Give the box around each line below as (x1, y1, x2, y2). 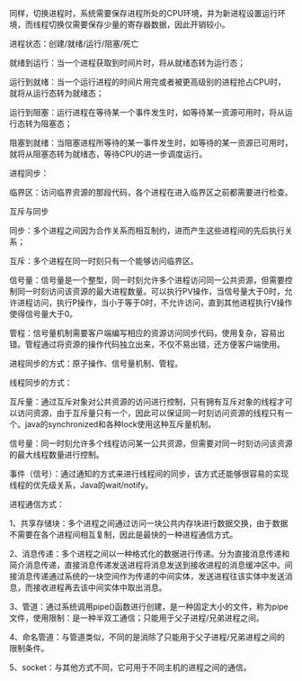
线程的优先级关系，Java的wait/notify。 (9, 480, 154, 490)
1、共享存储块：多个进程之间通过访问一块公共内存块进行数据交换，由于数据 (9, 518, 289, 529)
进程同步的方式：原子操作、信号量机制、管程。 (9, 359, 182, 368)
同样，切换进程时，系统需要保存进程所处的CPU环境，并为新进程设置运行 (9, 8, 279, 18)
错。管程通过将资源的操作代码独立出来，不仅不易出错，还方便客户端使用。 (9, 339, 285, 350)
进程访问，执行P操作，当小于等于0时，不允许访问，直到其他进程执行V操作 (16, 297, 293, 308)
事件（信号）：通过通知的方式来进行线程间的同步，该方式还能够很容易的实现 (9, 468, 289, 479)
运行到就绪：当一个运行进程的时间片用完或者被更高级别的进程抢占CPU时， (9, 77, 286, 87)
